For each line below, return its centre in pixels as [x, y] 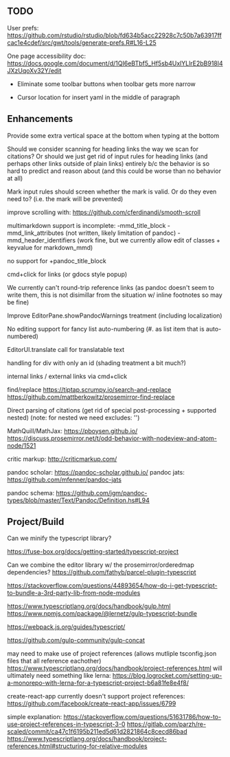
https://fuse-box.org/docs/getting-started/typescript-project [93, 552]
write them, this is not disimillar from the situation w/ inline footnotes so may [115, 295]
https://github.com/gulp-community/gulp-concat [76, 641]
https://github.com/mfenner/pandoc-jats [65, 479]
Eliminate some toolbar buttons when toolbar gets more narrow [106, 84]
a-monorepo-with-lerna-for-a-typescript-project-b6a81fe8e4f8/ [98, 683]
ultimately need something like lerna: [59, 676]
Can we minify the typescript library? [59, 538]
